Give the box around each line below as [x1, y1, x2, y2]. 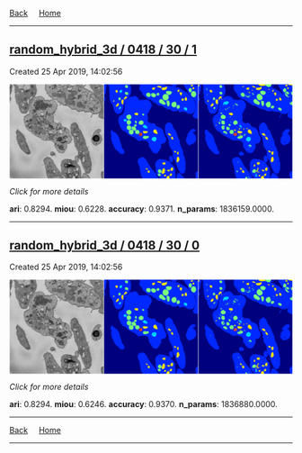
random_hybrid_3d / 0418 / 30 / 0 [9, 238, 200, 253]
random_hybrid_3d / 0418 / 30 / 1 [9, 42, 198, 58]
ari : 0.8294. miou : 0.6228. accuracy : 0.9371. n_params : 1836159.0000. [9, 203, 274, 214]
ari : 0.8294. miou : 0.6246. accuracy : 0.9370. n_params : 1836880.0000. [9, 399, 279, 410]
